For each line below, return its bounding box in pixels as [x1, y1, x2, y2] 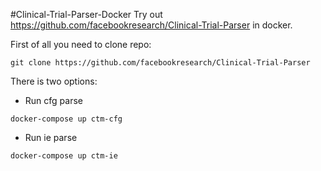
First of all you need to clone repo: [10, 39, 152, 50]
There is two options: [10, 75, 98, 87]
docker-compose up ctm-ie [10, 151, 118, 161]
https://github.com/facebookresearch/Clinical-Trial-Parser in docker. [10, 19, 293, 31]
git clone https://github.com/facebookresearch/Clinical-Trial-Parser [10, 58, 311, 68]
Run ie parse [24, 132, 78, 143]
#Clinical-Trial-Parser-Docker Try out [10, 9, 163, 20]
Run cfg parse [24, 95, 83, 106]
